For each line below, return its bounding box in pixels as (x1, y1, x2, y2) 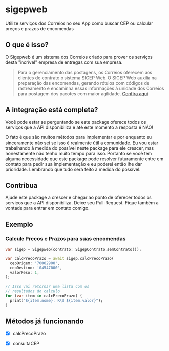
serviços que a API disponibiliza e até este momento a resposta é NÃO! (5, 124, 153, 130)
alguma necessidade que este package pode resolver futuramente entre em (5, 156, 164, 162)
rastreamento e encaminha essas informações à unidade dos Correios (17, 85, 164, 91)
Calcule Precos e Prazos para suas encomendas (5, 235, 126, 242)
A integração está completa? (5, 106, 98, 114)
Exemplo (5, 220, 33, 229)
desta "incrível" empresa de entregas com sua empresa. (5, 59, 123, 65)
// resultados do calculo (5, 289, 60, 294)
